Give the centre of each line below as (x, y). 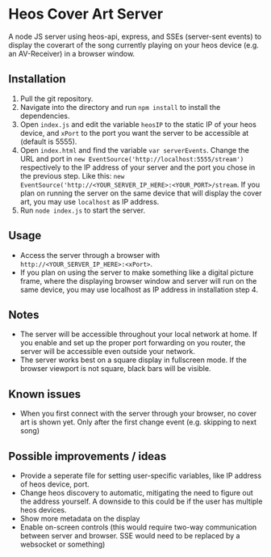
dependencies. (45, 116)
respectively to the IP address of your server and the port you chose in (138, 167)
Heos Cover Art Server (86, 14)
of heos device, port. (55, 484)
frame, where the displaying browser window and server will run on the (138, 281)
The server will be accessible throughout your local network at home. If (139, 334)
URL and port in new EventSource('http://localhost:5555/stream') (132, 158)
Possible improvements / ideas (88, 456)
